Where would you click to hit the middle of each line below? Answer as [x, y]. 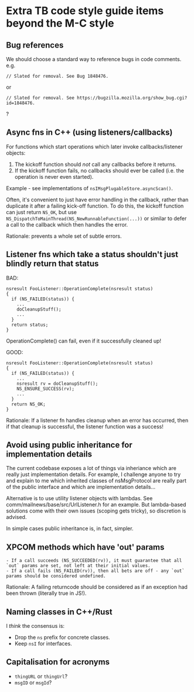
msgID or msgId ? [33, 682]
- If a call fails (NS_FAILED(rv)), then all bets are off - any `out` [95, 571]
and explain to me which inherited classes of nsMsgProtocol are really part [96, 481]
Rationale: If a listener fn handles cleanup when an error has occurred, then [97, 420]
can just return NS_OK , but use [42, 212]
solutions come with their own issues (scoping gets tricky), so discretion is [96, 511]
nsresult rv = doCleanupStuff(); [57, 384]
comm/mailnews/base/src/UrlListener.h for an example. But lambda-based [96, 505]
